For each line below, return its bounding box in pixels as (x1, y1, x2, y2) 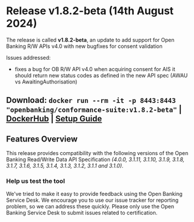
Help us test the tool (6, 177, 65, 185)
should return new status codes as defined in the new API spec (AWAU (14, 72, 188, 79)
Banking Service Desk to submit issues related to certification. (6, 209, 158, 217)
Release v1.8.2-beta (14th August (6, 4, 174, 18)
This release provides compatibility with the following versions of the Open (6, 150, 189, 157)
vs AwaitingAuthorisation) (14, 78, 78, 85)
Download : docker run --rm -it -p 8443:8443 (6, 95, 176, 105)
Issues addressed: (6, 54, 51, 61)
